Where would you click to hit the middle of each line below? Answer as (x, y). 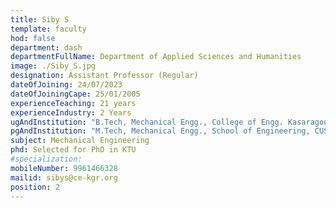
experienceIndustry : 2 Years (71, 112)
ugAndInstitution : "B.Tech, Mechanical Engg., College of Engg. (147, 122)
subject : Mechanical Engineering (80, 141)
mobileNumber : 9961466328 (64, 168)
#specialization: (46, 159)
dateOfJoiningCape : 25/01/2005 (75, 94)
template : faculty (48, 29)
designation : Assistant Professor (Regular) (104, 76)
